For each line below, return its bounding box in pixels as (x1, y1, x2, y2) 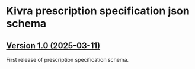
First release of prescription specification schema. (6, 57, 129, 63)
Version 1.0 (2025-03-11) (6, 40, 101, 51)
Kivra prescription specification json (6, 4, 190, 18)
